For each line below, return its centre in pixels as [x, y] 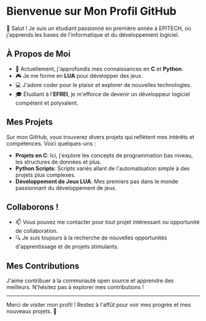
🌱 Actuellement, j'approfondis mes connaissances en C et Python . [99, 69]
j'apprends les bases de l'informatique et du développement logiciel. [93, 34]
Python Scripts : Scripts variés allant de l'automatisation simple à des [102, 168]
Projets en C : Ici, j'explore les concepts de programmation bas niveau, [104, 155]
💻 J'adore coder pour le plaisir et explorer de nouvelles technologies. [103, 85]
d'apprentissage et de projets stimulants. [67, 247]
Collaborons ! [32, 207]
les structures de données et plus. [58, 162]
